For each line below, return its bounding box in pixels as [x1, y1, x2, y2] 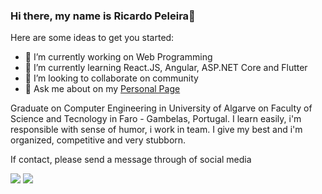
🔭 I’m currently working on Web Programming [24, 51, 213, 63]
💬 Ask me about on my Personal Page [24, 83, 181, 95]
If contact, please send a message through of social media [10, 154, 252, 166]
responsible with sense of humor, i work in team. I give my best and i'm [10, 124, 303, 136]
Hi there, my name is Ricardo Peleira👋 [10, 9, 196, 23]
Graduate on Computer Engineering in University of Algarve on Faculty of [10, 102, 313, 114]
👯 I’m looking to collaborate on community [24, 72, 199, 84]
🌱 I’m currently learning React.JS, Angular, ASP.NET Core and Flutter [24, 62, 308, 74]
